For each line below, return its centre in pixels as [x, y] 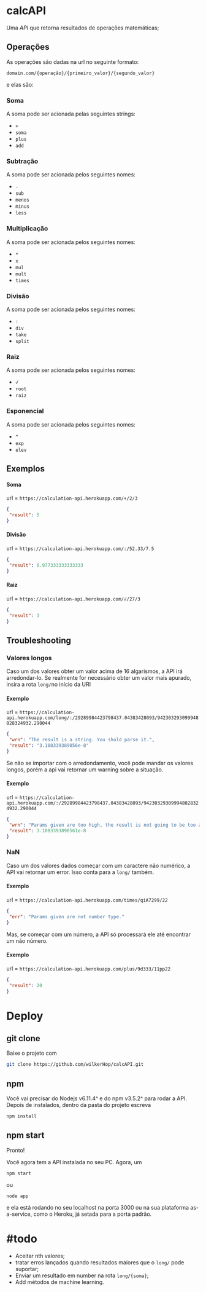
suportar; [27, 1269]
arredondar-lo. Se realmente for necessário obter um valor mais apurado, [99, 678]
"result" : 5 [24, 515]
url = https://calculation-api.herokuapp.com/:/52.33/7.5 [80, 548]
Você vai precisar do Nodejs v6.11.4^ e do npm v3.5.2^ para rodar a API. [97, 1098]
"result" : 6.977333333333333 [46, 565]
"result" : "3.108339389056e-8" [49, 746]
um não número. [27, 940]
